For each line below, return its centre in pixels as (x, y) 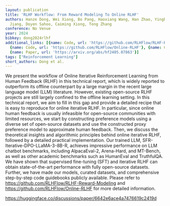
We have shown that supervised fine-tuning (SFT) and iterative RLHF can (81, 162)
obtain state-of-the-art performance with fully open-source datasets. (77, 167)
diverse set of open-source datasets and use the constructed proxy (76, 124)
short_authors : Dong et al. (35, 62)
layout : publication (27, 10)
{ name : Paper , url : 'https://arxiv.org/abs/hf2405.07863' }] (74, 52)
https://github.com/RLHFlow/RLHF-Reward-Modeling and (65, 183)
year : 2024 (17, 33)
